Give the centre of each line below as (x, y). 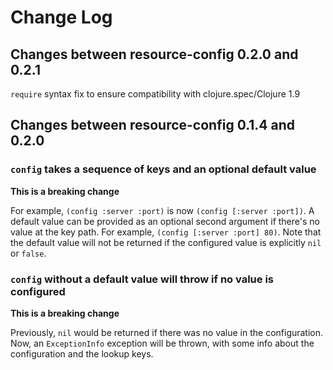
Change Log (61, 17)
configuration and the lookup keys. (82, 353)
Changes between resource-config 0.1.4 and (153, 125)
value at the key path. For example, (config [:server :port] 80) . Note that (166, 232)
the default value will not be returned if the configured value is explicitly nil (166, 242)
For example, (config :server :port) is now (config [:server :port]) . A (162, 210)
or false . (28, 253)
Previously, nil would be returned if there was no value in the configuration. (167, 332)
